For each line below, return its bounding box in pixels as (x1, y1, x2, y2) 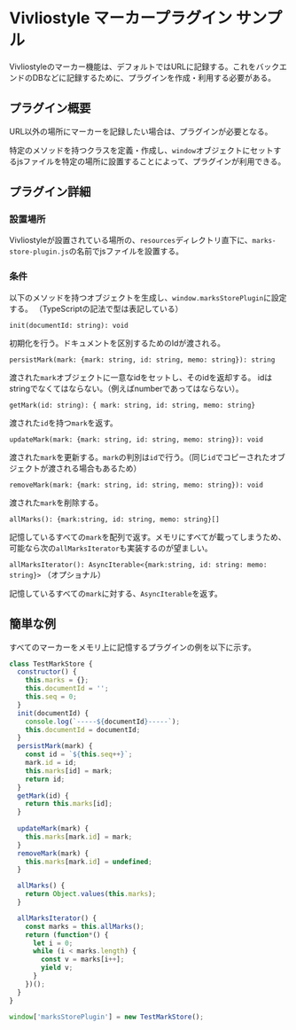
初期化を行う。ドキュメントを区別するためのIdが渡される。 (9, 338, 226, 348)
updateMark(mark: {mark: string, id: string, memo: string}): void (9, 435, 264, 444)
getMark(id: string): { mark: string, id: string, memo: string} (9, 401, 255, 410)
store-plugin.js (9, 247, 69, 257)
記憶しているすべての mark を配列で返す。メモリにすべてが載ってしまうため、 (9, 531, 286, 542)
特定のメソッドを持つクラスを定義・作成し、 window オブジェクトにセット (9, 144, 274, 155)
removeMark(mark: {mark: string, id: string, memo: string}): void (9, 480, 264, 489)
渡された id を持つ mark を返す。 (9, 417, 118, 428)
